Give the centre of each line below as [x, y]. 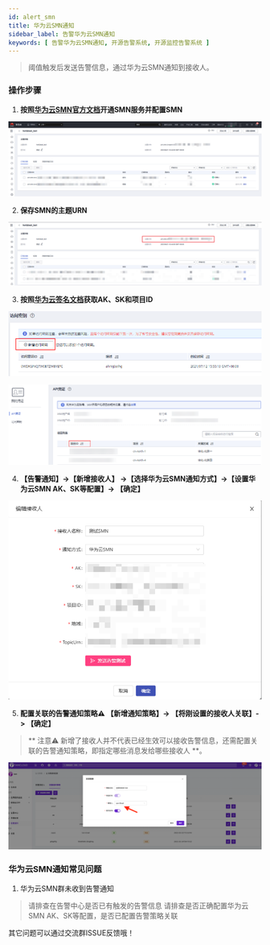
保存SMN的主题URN [53, 210]
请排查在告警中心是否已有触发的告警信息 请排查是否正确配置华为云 [138, 906]
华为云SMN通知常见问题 [55, 869]
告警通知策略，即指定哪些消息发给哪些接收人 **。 [124, 751]
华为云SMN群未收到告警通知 [67, 888]
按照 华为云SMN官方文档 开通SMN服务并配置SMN [101, 110]
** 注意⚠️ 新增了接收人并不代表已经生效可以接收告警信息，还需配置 [139, 740]
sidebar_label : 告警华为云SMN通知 [62, 34]
